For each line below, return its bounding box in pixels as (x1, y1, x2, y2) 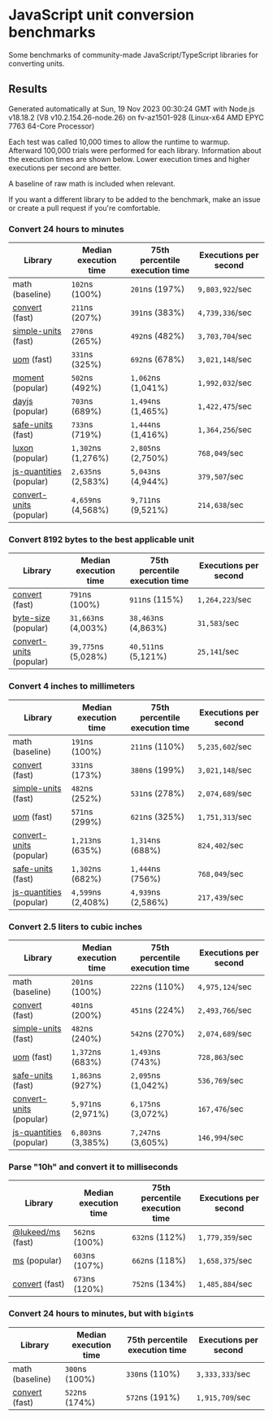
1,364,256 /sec (197, 424, 253, 436)
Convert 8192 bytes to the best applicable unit (8, 533, 195, 545)
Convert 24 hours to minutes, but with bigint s (8, 1308, 194, 1320)
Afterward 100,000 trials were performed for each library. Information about (8, 145, 262, 155)
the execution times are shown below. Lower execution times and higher (8, 154, 250, 164)
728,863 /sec (197, 1051, 244, 1062)
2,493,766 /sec (197, 1004, 253, 1015)
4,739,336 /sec (197, 307, 253, 318)
